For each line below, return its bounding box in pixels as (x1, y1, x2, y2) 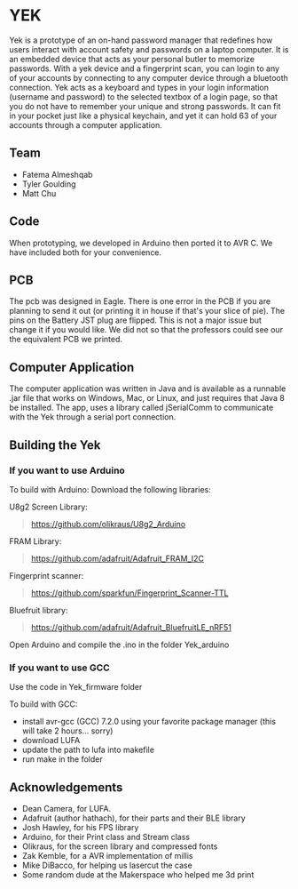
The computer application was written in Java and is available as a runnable (9, 383, 286, 394)
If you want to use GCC (9, 661, 111, 674)
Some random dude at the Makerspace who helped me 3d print (21, 869, 255, 880)
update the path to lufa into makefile (21, 744, 155, 756)
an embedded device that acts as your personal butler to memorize (9, 53, 255, 64)
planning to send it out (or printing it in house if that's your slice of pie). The (9, 306, 286, 316)
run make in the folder (21, 754, 104, 765)
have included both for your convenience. (9, 246, 162, 258)
